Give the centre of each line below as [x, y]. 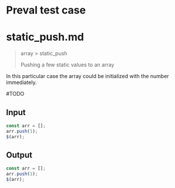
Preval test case [46, 10]
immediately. [21, 82]
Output [19, 155]
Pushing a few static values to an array [67, 65]
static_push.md [45, 37]
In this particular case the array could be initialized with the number [87, 76]
